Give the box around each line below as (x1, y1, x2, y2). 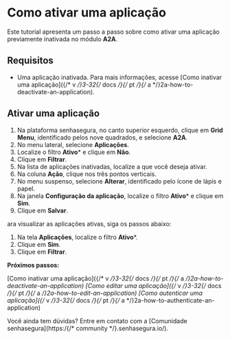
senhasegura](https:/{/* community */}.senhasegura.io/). (7, 324, 169, 332)
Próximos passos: (7, 261, 60, 269)
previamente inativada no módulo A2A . (7, 34, 118, 43)
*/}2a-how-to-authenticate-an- (126, 296, 215, 304)
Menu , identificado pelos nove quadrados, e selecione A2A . (16, 133, 188, 142)
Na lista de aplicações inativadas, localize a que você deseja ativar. (16, 162, 207, 171)
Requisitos (7, 55, 54, 67)
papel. (16, 184, 36, 193)
